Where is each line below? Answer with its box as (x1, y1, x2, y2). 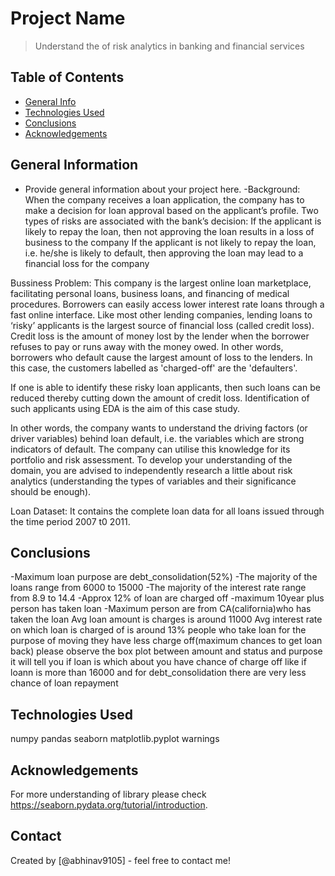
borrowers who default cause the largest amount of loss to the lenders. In (10, 351, 313, 363)
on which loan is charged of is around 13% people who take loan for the (10, 624, 307, 636)
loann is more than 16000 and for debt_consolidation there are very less (10, 667, 307, 679)
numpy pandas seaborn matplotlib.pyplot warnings (10, 733, 220, 745)
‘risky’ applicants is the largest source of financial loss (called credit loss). (10, 319, 315, 331)
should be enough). (10, 485, 92, 497)
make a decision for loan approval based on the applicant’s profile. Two (24, 204, 319, 216)
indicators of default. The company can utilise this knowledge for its (10, 443, 291, 455)
